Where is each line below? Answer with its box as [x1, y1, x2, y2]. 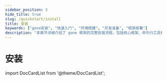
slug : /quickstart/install [5, 16, 61, 21]
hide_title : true [5, 12, 41, 17]
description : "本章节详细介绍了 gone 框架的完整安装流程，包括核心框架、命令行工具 [5, 30, 161, 35]
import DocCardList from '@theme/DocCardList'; [5, 70, 105, 76]
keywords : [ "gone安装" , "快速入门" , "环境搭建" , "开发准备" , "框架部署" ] [5, 26, 148, 31]
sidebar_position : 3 [5, 7, 48, 12]
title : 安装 [5, 21, 28, 26]
